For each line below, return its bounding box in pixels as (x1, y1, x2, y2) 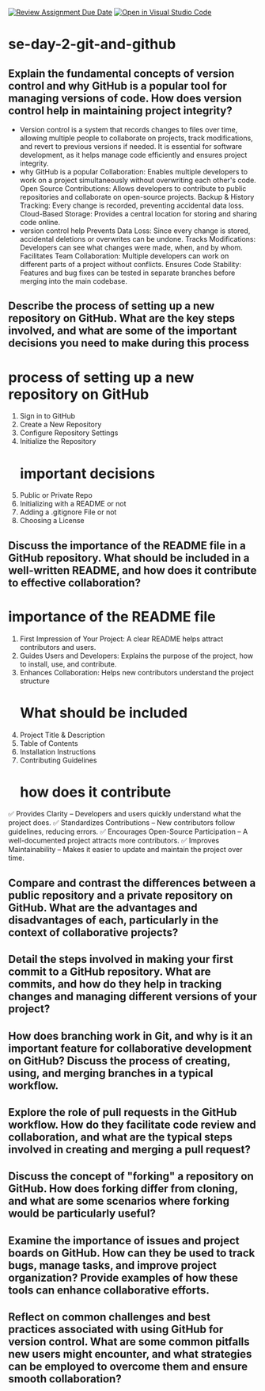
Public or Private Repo (19, 491, 93, 500)
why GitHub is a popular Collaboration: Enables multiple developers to (19, 167, 248, 176)
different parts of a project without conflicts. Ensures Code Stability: (19, 260, 242, 269)
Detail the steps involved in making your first (8, 953, 233, 966)
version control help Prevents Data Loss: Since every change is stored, (19, 226, 251, 235)
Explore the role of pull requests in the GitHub (8, 1106, 237, 1119)
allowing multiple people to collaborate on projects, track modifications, (19, 133, 253, 143)
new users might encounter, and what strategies (8, 1347, 252, 1361)
